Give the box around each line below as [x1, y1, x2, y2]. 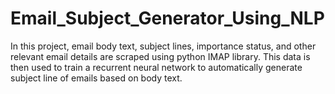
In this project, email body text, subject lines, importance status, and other [10, 40, 317, 52]
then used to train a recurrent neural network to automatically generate [10, 61, 303, 73]
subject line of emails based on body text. [10, 72, 183, 84]
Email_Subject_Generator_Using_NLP [10, 7, 325, 30]
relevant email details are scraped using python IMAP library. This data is [10, 50, 311, 62]
